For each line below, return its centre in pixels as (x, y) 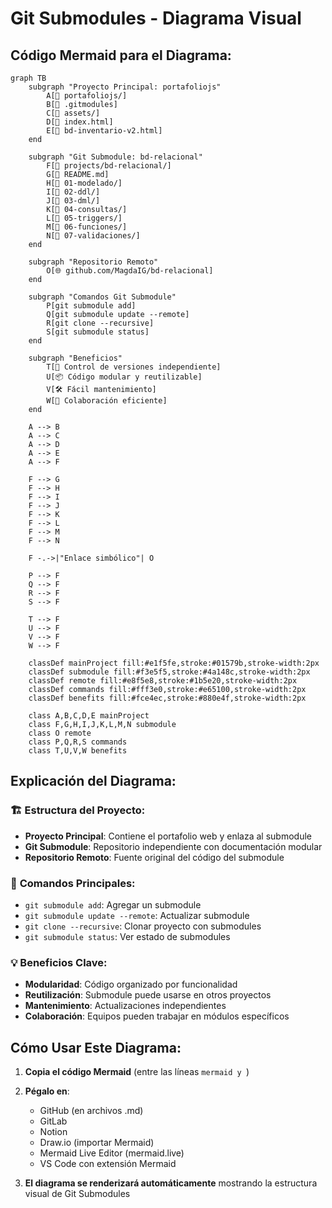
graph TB (28, 78)
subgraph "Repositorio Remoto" (93, 262)
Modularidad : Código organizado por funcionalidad (131, 984)
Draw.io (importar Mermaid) (97, 1143)
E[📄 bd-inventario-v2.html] (104, 131)
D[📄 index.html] (80, 122)
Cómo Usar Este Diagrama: (96, 1047)
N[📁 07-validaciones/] (93, 236)
